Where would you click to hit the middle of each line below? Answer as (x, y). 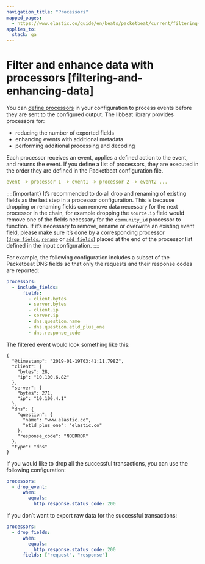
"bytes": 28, (34, 372)
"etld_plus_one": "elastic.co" (62, 425)
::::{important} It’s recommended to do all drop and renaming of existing (96, 193)
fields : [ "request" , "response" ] (65, 555)
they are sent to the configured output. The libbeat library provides (90, 114)
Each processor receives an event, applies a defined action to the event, (97, 158)
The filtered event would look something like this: (68, 344)
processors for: (26, 121)
